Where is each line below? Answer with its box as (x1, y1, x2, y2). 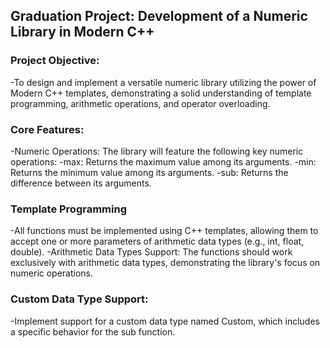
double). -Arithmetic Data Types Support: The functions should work (10, 246, 293, 258)
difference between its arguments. (10, 177, 152, 189)
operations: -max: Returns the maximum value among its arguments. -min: (10, 155, 317, 168)
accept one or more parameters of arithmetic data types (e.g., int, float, (10, 235, 305, 248)
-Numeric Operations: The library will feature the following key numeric (10, 145, 304, 157)
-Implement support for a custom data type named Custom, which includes (10, 315, 320, 327)
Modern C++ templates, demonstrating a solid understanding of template (10, 87, 312, 99)
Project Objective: (10, 54, 100, 68)
